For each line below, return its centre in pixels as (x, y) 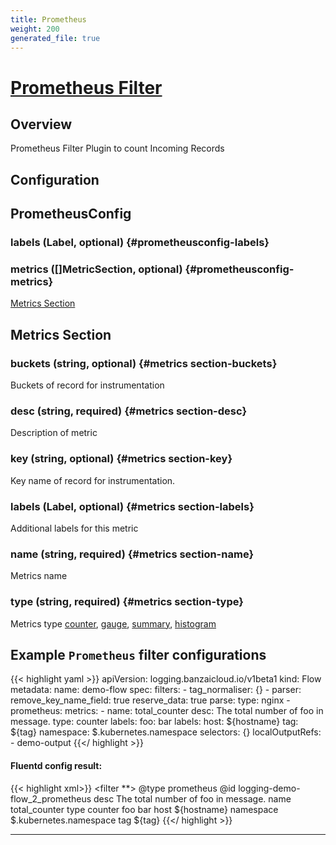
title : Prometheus (48, 19)
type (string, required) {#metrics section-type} (127, 602)
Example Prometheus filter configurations (138, 654)
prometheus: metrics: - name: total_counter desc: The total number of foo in (167, 711)
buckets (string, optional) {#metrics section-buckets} (144, 363)
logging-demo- (269, 788)
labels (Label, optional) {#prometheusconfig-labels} (140, 243)
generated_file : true (55, 38)
